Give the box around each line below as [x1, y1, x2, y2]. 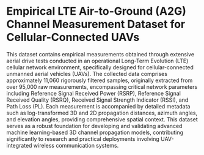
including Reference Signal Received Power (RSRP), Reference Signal [6, 89, 181, 97]
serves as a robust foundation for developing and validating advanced [6, 122, 183, 129]
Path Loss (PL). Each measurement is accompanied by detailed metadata [6, 102, 191, 110]
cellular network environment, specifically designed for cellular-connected [6, 63, 194, 71]
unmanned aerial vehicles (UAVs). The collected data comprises [6, 70, 168, 77]
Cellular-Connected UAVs [6, 31, 140, 44]
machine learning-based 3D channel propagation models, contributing [6, 129, 184, 136]
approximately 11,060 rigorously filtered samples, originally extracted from [6, 77, 193, 84]
